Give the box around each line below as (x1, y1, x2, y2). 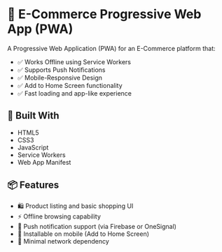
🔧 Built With (7, 110, 60, 121)
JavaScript (17, 143, 49, 151)
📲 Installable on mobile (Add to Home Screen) (17, 230, 149, 238)
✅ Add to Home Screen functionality (17, 81, 123, 89)
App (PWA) (7, 21, 74, 37)
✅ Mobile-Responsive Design (17, 73, 103, 82)
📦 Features (7, 179, 60, 191)
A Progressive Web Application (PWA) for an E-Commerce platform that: (7, 44, 216, 52)
